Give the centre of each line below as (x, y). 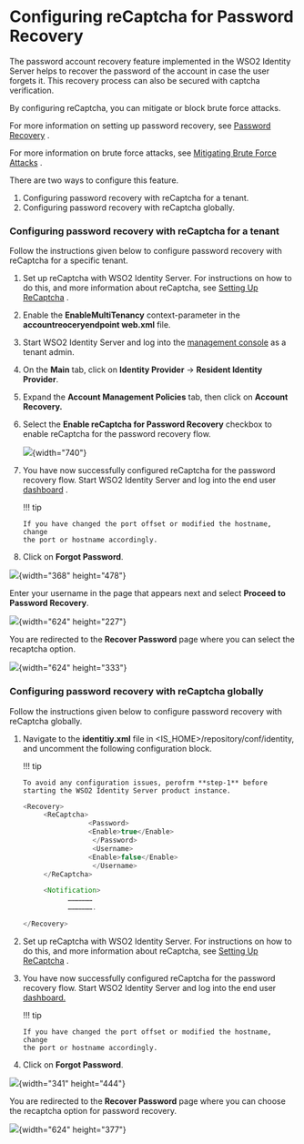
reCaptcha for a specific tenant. (69, 260)
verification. (32, 90)
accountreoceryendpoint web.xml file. (96, 325)
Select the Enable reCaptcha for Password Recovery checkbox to (147, 424)
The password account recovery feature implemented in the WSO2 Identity (150, 61)
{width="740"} (59, 453)
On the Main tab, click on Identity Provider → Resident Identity (142, 370)
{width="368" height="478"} (72, 576)
